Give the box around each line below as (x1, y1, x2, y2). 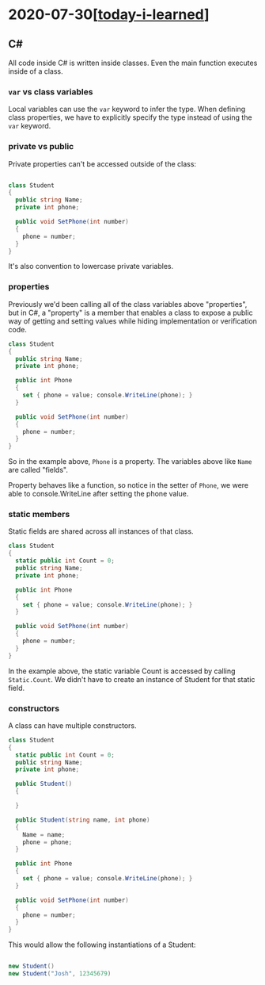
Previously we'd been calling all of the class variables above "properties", (8, 299, 248, 309)
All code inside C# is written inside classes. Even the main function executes (8, 58, 258, 67)
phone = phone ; (22, 838, 73, 846)
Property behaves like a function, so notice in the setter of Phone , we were (8, 481, 249, 490)
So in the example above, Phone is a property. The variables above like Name (8, 457, 252, 466)
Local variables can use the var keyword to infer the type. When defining (8, 105, 246, 114)
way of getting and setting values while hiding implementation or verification (8, 316, 257, 326)
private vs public (8, 141, 74, 152)
